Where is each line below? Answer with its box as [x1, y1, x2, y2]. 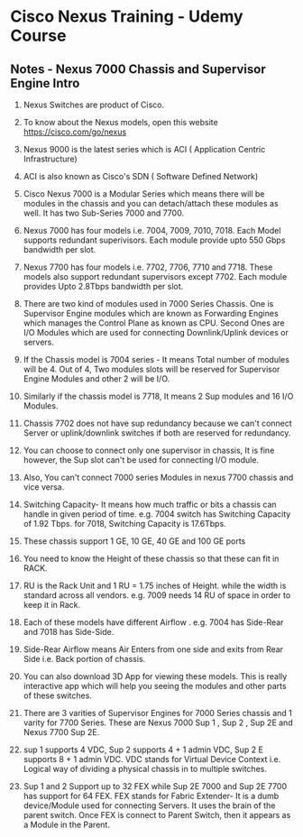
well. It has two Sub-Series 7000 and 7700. [23, 207, 184, 218]
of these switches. [23, 690, 93, 701]
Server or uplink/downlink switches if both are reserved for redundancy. [23, 428, 291, 438]
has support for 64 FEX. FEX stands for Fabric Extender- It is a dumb [23, 791, 280, 801]
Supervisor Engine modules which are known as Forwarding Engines [23, 308, 279, 318]
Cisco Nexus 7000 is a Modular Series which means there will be [23, 189, 265, 199]
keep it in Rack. [23, 600, 81, 610]
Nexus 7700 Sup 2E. [23, 727, 100, 737]
